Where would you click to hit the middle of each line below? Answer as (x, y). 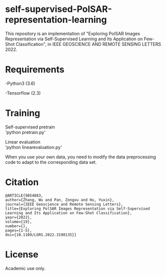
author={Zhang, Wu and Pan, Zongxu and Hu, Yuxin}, (60, 200)
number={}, (16, 226)
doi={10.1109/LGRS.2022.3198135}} (41, 235)
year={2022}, (19, 217)
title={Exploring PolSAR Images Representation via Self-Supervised (78, 208)
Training (23, 113)
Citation (22, 182)
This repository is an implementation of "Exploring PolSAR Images (73, 33)
